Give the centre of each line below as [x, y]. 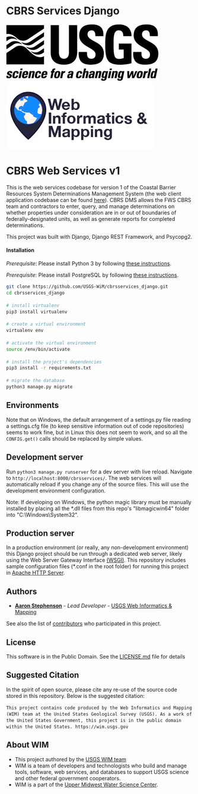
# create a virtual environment [46, 324]
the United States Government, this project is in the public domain [94, 720]
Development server [45, 458]
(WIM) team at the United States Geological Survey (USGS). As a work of [99, 714]
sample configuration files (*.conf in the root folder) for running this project [97, 567]
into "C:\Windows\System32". [42, 514]
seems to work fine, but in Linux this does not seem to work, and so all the [97, 432]
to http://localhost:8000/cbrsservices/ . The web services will [84, 478]
